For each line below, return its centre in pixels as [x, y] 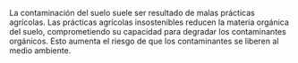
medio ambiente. [40, 51]
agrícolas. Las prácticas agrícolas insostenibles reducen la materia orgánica [149, 22]
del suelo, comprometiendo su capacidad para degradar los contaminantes [148, 31]
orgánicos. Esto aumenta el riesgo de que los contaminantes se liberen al [144, 41]
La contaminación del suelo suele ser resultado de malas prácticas [132, 13]
